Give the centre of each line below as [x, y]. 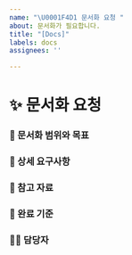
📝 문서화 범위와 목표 [49, 136]
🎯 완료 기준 [31, 214]
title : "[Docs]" [39, 34]
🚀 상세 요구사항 [40, 161]
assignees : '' [36, 51]
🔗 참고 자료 [31, 188]
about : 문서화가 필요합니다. [55, 26]
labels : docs [33, 42]
